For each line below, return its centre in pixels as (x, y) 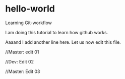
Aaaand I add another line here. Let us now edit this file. (63, 42)
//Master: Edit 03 (23, 71)
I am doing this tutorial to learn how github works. (57, 32)
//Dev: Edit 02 (20, 61)
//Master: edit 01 (22, 52)
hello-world (30, 9)
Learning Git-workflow (28, 23)
